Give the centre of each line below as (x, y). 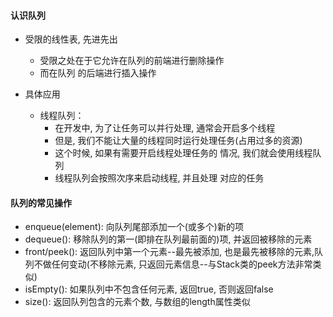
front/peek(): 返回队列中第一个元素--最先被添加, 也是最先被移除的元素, (169, 252)
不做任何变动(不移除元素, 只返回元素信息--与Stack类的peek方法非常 (173, 264)
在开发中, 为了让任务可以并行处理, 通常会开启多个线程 (165, 128)
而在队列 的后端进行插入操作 (98, 73)
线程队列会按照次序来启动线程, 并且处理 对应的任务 (159, 178)
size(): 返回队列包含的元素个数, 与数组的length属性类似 (137, 302)
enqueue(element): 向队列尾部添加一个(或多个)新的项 (134, 227)
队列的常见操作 (41, 202)
